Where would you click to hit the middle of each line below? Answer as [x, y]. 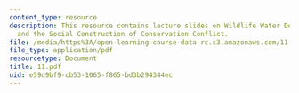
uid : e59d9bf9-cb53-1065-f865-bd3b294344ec [91, 75]
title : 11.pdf [36, 67]
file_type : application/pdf [61, 50]
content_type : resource [53, 17]
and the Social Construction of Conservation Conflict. [123, 34]
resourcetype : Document [53, 58]
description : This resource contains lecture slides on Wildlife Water [145, 26]
